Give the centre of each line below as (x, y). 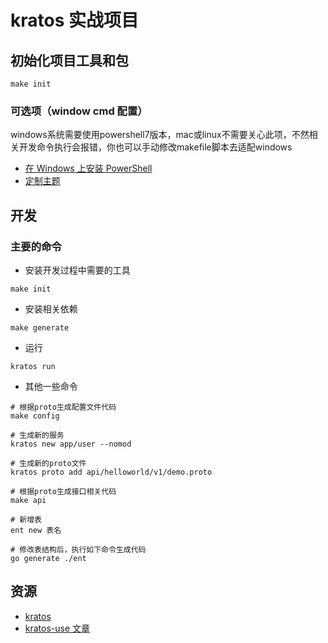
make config (35, 416)
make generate (40, 327)
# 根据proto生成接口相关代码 (63, 491)
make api (28, 500)
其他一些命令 (51, 386)
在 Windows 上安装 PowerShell (88, 168)
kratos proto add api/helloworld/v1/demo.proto (111, 472)
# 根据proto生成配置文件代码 (63, 407)
